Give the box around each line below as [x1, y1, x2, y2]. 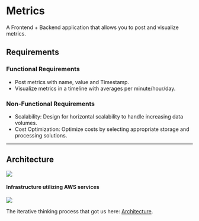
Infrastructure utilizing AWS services [6, 184, 99, 191]
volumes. [14, 119, 37, 126]
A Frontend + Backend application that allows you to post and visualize [6, 24, 179, 31]
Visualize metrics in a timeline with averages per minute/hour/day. [14, 85, 176, 92]
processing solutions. [14, 132, 68, 139]
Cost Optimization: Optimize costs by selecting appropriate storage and [14, 126, 190, 133]
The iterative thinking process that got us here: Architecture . [6, 207, 153, 214]
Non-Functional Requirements [6, 100, 95, 108]
